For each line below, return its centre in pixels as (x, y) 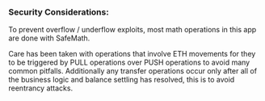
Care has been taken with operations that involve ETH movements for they (132, 54)
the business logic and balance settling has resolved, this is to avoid (122, 80)
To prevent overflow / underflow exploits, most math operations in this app (132, 30)
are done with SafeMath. (49, 38)
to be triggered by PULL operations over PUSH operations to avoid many (129, 62)
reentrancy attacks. (41, 88)
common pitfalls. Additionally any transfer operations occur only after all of (132, 71)
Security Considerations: (59, 12)
